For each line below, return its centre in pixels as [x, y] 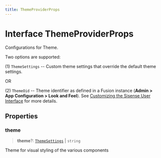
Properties [21, 116]
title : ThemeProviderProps [32, 10]
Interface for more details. [31, 101]
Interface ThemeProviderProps [70, 34]
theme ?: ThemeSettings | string [49, 141]
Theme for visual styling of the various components [57, 150]
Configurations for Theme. [32, 47]
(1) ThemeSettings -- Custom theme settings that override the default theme [80, 66]
